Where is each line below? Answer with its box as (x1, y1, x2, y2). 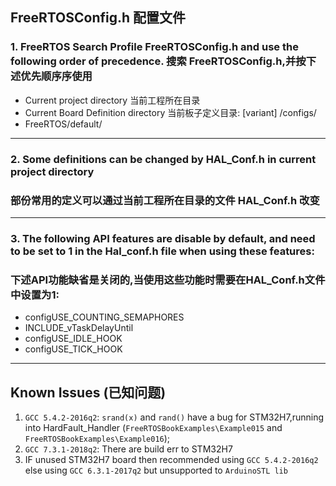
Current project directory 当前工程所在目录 (24, 94, 201, 106)
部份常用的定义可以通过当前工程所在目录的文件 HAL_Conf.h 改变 (10, 193, 320, 207)
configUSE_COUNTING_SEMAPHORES (24, 311, 185, 323)
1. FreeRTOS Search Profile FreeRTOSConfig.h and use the (10, 40, 299, 54)
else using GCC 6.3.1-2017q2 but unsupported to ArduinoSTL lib (24, 464, 288, 476)
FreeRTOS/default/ (24, 118, 103, 130)
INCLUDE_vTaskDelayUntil (24, 322, 134, 334)
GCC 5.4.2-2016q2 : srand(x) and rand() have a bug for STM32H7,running (24, 411, 325, 423)
